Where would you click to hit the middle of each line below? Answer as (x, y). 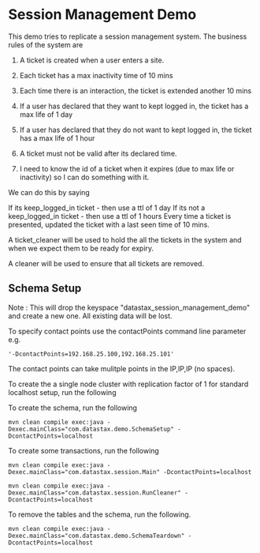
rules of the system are (46, 44)
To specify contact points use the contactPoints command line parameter (127, 331)
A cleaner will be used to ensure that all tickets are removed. (106, 263)
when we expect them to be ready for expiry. (81, 248)
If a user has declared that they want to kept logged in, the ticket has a (134, 106)
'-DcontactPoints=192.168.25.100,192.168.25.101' (91, 354)
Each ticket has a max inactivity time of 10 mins (96, 75)
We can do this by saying (49, 192)
